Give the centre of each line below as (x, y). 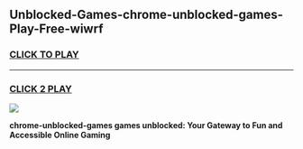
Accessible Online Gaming (60, 135)
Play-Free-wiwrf (56, 29)
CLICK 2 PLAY (41, 88)
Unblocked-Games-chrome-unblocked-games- (147, 15)
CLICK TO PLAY (44, 55)
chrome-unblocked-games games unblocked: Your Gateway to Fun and (146, 125)
